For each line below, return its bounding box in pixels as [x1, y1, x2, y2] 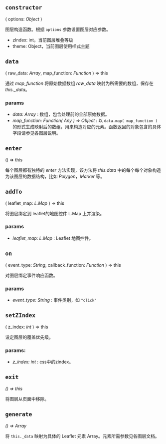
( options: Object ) [5, 16, 42, 22]
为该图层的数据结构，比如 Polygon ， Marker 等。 [5, 173, 105, 179]
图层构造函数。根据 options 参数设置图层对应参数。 [5, 26, 111, 32]
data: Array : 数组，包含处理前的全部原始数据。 [12, 111, 110, 117]
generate [5, 411, 32, 418]
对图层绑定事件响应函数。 [5, 272, 58, 278]
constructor [5, 4, 42, 11]
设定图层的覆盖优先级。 [5, 334, 53, 340]
